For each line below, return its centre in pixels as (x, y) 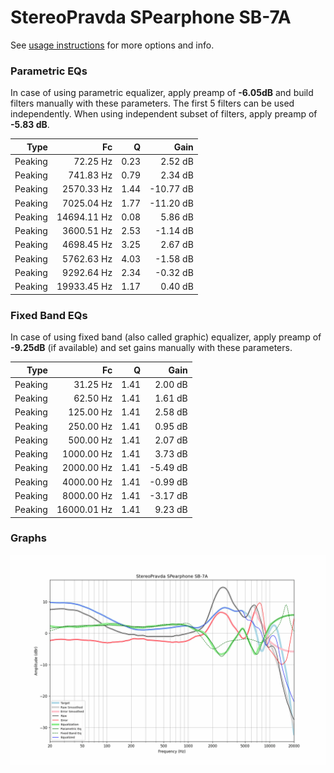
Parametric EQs (49, 71)
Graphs (28, 538)
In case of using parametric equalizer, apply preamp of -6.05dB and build (162, 93)
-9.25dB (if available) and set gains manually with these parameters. (151, 348)
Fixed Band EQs (49, 315)
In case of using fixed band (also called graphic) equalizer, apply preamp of (166, 337)
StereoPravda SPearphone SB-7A (151, 17)
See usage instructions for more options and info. (112, 45)
